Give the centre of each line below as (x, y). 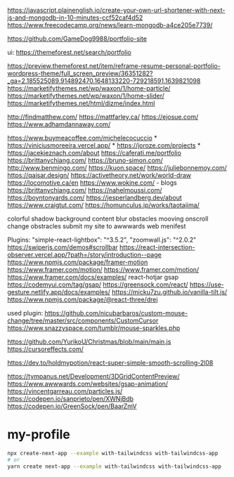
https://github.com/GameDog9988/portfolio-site (77, 39)
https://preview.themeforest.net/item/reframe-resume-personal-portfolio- (114, 66)
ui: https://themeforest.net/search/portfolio (69, 52)
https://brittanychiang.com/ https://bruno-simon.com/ (85, 160)
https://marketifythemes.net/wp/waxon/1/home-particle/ (89, 88)
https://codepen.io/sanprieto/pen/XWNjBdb (71, 399)
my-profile (39, 434)
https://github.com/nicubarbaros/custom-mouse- (116, 313)
